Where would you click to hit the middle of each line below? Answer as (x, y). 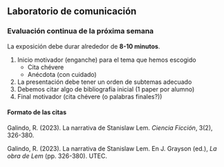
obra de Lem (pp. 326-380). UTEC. (57, 156)
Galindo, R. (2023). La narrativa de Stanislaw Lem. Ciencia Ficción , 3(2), (110, 128)
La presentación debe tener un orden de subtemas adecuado (104, 82)
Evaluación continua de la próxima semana (81, 31)
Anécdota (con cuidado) (62, 74)
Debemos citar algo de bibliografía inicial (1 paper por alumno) (106, 89)
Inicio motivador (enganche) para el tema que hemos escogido (106, 60)
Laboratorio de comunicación (72, 11)
